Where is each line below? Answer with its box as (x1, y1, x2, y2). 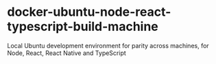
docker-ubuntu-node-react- (7, 4, 171, 20)
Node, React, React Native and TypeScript (7, 49, 127, 57)
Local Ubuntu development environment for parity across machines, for (7, 41, 209, 50)
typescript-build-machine (7, 19, 159, 34)
